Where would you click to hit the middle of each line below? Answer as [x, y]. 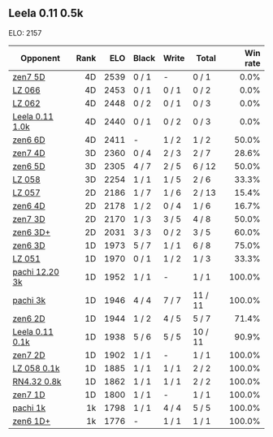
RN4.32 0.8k [37, 381]
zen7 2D [29, 355]
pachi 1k [29, 408]
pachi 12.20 [36, 271]
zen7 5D [29, 76]
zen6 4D [29, 206]
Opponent [40, 58]
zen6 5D [29, 166]
